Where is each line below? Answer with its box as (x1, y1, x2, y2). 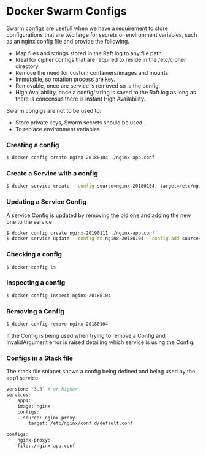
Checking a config (6, 250, 63, 259)
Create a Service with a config (6, 169, 98, 178)
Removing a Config (6, 307, 64, 315)
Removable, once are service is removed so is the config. (15, 82, 161, 90)
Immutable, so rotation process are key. (15, 75, 115, 83)
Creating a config (6, 140, 59, 149)
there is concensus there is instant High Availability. (15, 95, 146, 102)
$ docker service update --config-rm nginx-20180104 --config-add (6, 235, 180, 242)
